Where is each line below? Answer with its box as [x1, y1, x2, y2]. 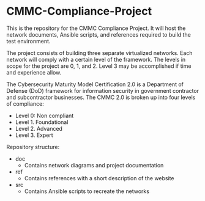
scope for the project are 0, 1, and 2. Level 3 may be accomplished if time [6, 62, 192, 70]
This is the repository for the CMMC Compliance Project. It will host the [6, 24, 186, 32]
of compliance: [6, 100, 44, 108]
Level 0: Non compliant [15, 112, 74, 119]
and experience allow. [6, 68, 62, 76]
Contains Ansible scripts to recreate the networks [24, 188, 150, 195]
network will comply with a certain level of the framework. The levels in [6, 56, 186, 63]
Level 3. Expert [15, 131, 53, 139]
